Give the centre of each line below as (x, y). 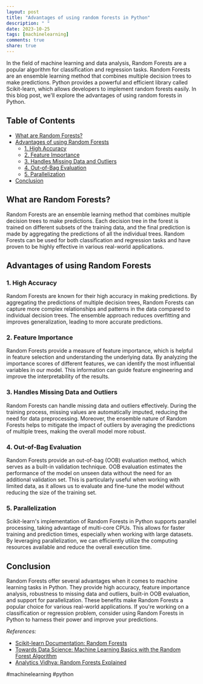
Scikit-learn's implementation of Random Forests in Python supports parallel (101, 521)
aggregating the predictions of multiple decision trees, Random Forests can (100, 303)
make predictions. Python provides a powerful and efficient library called (97, 82)
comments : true (25, 40)
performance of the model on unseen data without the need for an (89, 473)
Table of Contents (41, 121)
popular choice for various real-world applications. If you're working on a (98, 607)
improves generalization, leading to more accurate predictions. (85, 322)
